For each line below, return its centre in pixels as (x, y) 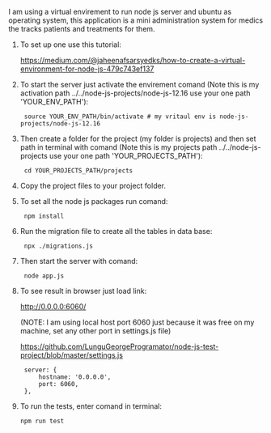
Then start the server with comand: (79, 261)
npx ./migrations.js (58, 246)
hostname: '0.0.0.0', (75, 377)
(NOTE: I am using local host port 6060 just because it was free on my (137, 322)
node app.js (44, 276)
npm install (44, 216)
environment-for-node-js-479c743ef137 (87, 69)
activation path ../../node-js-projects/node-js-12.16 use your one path (135, 93)
